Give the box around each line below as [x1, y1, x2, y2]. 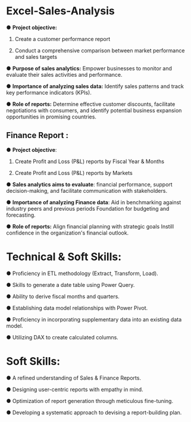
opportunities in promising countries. [6, 113, 97, 120]
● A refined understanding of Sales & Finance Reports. [6, 374, 142, 382]
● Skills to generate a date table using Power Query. [6, 281, 135, 288]
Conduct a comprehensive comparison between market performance [14, 46, 185, 54]
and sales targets [14, 53, 58, 60]
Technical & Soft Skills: [6, 250, 122, 263]
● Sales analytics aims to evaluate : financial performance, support [6, 180, 173, 188]
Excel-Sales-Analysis [6, 4, 115, 18]
